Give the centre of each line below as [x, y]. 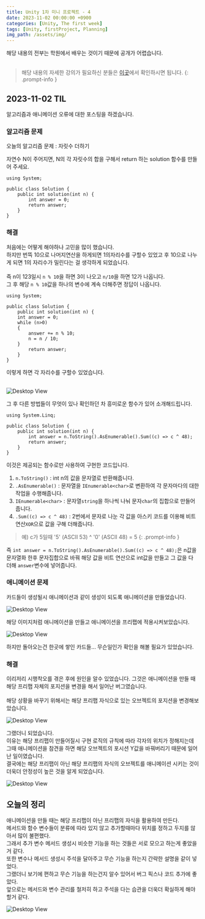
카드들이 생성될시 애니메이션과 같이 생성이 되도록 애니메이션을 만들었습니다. [96, 597]
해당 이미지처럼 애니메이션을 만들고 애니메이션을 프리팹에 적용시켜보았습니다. [98, 622]
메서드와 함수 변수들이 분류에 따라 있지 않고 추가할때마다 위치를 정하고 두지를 [98, 828]
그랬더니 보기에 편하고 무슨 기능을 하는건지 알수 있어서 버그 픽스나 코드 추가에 [99, 874]
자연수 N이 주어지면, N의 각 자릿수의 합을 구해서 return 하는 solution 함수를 [96, 159]
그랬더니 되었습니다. [30, 733]
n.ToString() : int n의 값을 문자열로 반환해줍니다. [75, 478]
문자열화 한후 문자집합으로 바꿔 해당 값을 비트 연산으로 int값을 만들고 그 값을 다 [100, 558]
